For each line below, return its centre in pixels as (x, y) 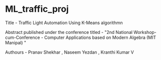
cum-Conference (23, 37)
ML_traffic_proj (37, 9)
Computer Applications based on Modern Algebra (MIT (100, 37)
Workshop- (145, 32)
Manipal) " (16, 42)
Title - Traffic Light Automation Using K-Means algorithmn (64, 23)
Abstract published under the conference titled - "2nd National (69, 32)
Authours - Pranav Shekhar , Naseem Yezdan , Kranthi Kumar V (70, 52)
